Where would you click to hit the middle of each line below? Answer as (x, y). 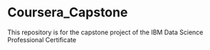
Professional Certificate (42, 39)
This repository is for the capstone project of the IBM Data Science (105, 32)
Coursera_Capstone (68, 12)
